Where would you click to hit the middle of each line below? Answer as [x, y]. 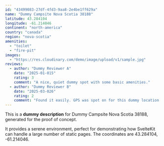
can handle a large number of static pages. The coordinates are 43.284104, [82, 134]
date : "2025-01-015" [35, 73]
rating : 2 [24, 96]
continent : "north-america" [34, 28]
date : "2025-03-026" [35, 91]
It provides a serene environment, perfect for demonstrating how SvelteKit [80, 129]
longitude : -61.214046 [28, 23]
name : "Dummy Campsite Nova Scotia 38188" [49, 14]
